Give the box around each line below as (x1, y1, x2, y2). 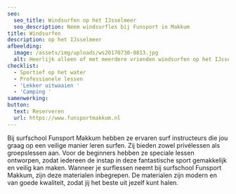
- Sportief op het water (13, 69, 86, 76)
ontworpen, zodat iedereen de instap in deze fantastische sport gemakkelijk (7, 155, 227, 165)
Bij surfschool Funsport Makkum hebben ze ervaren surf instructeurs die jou (7, 134, 228, 142)
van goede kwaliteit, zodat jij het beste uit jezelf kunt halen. (7, 178, 179, 186)
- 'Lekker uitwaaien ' (13, 82, 80, 89)
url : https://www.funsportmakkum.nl (13, 114, 121, 121)
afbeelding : (7, 43, 42, 50)
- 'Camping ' (13, 88, 52, 95)
